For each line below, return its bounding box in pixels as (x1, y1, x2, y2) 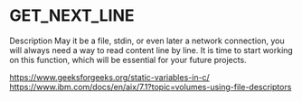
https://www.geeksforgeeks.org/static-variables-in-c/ (9, 71, 210, 82)
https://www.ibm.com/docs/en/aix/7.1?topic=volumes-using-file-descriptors (9, 81, 292, 92)
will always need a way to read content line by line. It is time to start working (9, 44, 294, 55)
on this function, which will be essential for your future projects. (9, 54, 247, 65)
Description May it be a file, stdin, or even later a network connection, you (9, 35, 285, 46)
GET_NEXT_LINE (9, 5, 135, 26)
